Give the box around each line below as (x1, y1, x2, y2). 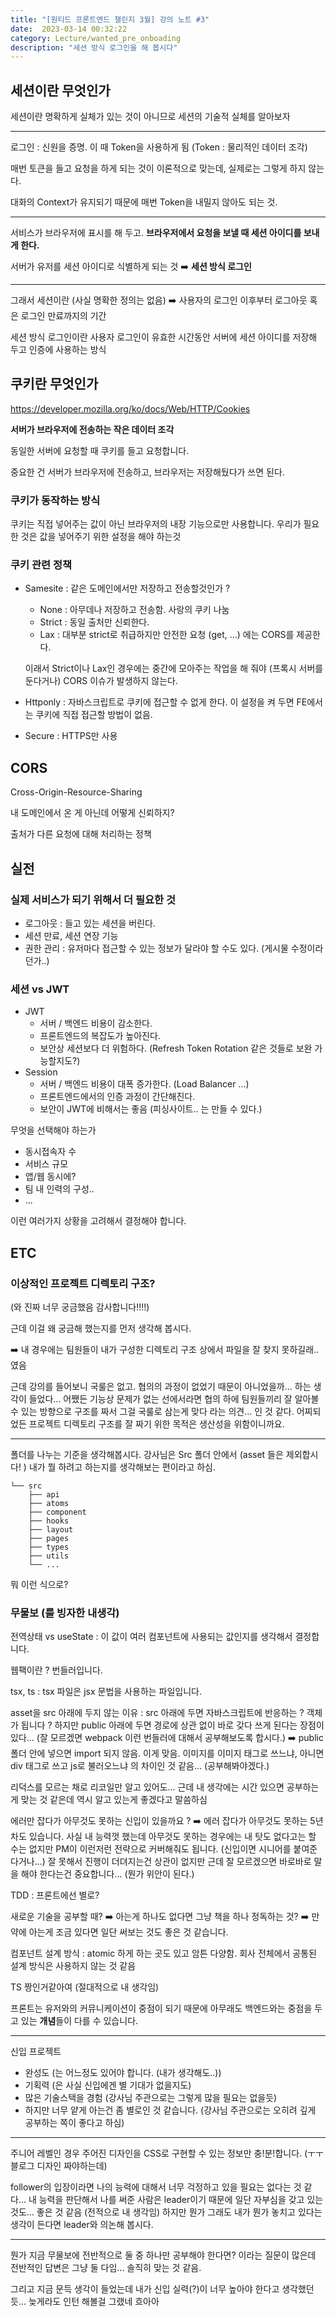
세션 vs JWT (10, 982, 70, 996)
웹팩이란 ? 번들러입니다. (10, 1664, 103, 1676)
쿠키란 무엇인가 (10, 376, 99, 393)
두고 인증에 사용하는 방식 (10, 344, 107, 356)
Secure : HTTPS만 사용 (24, 730, 118, 742)
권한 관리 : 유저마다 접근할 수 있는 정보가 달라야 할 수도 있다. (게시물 (24, 942, 289, 954)
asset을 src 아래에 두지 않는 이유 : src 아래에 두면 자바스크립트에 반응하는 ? (10, 1707, 305, 1719)
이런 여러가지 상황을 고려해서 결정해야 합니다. (10, 1215, 187, 1227)
